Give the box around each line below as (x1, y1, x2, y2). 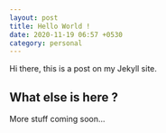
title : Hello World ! (9, 22, 91, 31)
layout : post (9, 13, 59, 23)
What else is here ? (9, 90, 119, 105)
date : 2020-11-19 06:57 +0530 (9, 30, 124, 39)
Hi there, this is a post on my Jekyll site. (9, 63, 158, 74)
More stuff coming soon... (9, 114, 106, 125)
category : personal (9, 38, 83, 48)
